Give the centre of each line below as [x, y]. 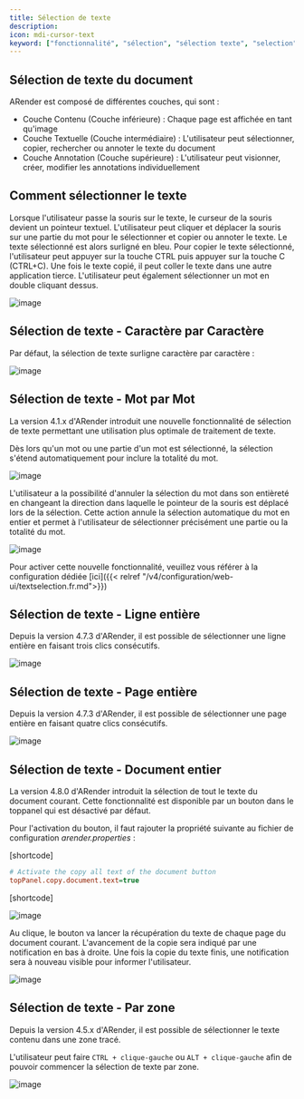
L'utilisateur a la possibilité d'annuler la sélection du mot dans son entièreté [149, 493]
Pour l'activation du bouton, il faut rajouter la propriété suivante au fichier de [152, 828]
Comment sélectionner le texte [98, 196]
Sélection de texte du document [101, 79]
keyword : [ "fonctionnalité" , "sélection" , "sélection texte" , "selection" [153, 43]
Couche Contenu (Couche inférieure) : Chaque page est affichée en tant [157, 120]
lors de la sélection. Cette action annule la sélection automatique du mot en [150, 512]
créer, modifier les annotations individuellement [111, 168]
